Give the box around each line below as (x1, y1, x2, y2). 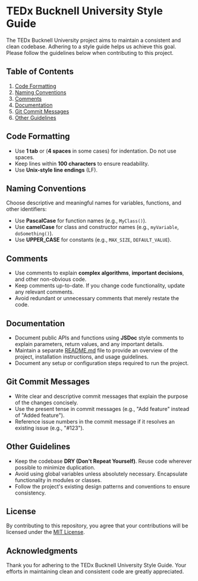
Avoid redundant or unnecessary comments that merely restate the (14, 295, 180, 302)
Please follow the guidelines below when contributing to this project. (6, 49, 174, 56)
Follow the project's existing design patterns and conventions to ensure (14, 483, 190, 490)
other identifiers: (6, 206, 47, 213)
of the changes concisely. (14, 398, 78, 406)
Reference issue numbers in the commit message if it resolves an (14, 418, 175, 425)
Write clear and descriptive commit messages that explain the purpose (14, 393, 188, 400)
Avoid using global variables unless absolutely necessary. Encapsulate (14, 470, 188, 477)
